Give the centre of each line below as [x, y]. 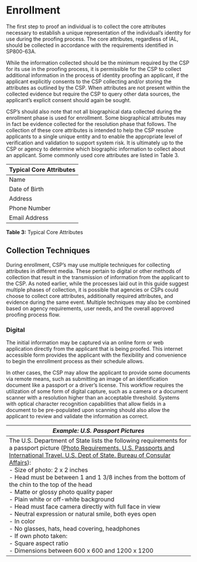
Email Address [29, 218]
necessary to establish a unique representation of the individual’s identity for [98, 32]
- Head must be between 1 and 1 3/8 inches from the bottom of [97, 478]
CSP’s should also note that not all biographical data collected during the [94, 111]
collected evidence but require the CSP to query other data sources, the [93, 94]
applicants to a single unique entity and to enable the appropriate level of [94, 136]
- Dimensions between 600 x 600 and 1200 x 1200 [81, 551]
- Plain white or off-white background [62, 499]
